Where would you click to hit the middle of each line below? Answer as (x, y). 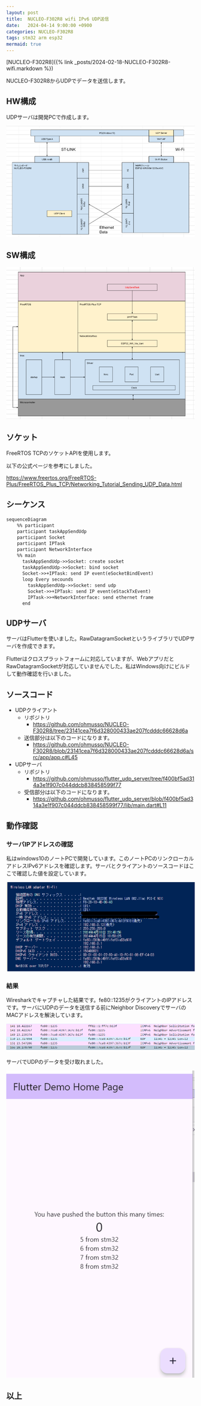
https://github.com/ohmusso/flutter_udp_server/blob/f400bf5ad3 (113, 799)
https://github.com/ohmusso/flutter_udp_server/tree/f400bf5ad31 (113, 779)
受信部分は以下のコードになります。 (68, 792)
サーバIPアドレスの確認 (40, 844)
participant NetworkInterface (55, 549)
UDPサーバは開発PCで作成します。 (49, 117)
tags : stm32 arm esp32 (34, 38)
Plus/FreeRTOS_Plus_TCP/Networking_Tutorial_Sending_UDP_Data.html (94, 484)
